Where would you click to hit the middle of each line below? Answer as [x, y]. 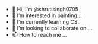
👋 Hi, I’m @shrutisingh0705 [45, 9]
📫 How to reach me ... [39, 35]
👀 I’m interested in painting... [47, 15]
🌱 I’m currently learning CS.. [46, 22]
